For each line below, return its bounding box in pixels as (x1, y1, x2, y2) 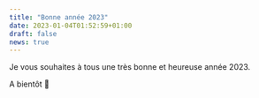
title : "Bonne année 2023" (9, 12, 109, 22)
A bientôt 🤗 (9, 79, 50, 89)
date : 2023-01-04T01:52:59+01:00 (9, 21, 133, 30)
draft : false (9, 29, 57, 38)
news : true (9, 37, 50, 47)
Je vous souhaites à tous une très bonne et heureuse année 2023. (9, 62, 251, 72)
